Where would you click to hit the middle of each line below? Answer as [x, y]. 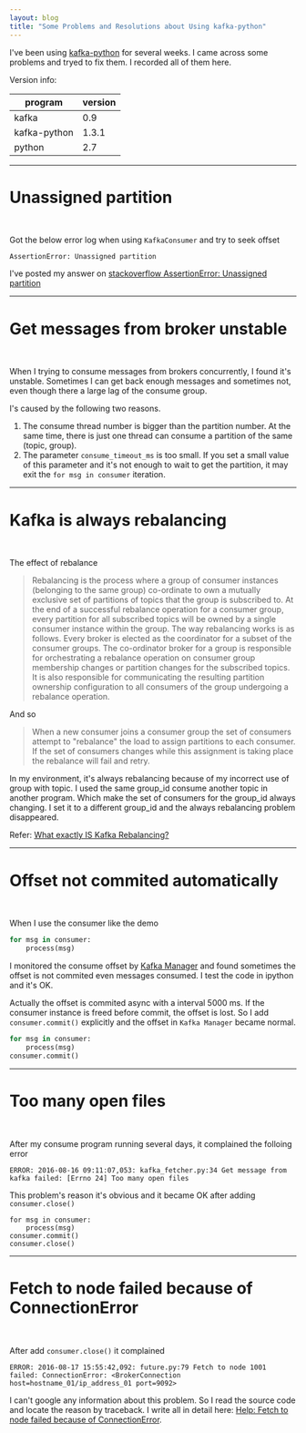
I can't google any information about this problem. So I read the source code [153, 1400]
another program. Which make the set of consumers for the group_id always [153, 798]
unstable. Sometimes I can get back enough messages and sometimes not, [150, 381]
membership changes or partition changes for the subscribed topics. [161, 668]
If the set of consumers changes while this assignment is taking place [163, 752]
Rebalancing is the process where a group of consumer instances [155, 580]
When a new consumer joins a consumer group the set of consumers [161, 732]
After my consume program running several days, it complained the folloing [151, 1143]
